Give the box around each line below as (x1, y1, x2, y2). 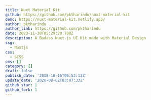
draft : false (5, 69, 33, 74)
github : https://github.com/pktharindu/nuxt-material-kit (5, 12, 130, 17)
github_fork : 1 (5, 87, 37, 92)
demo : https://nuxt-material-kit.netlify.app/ (5, 17, 105, 22)
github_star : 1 (5, 82, 37, 87)
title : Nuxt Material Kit (5, 7, 60, 13)
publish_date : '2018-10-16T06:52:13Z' (5, 73, 87, 78)
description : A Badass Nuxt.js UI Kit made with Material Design (5, 36, 146, 41)
